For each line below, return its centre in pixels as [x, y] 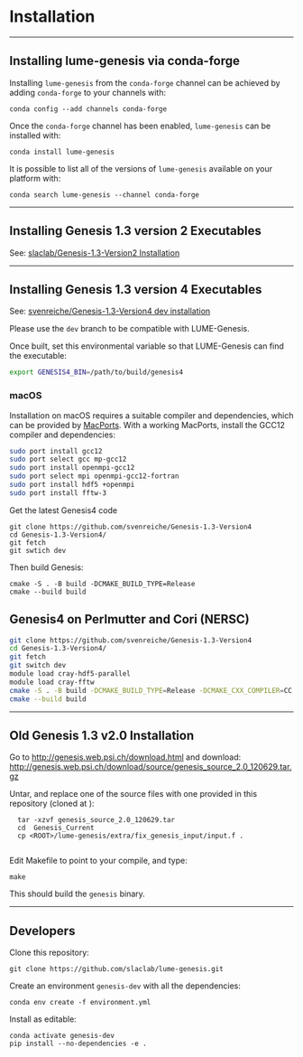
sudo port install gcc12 [56, 451]
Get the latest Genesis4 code [64, 510]
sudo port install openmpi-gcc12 [72, 468]
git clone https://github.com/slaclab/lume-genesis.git [116, 969]
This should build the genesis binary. [78, 894]
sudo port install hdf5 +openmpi [72, 485]
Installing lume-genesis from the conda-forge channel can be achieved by [145, 82]
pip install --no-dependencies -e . [78, 1044]
